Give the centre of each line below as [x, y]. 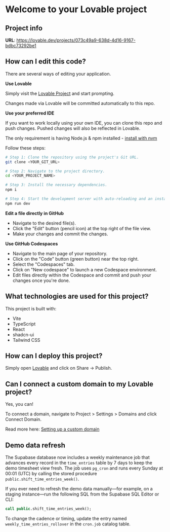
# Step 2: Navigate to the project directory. [55, 171]
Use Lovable [18, 83]
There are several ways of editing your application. [58, 74]
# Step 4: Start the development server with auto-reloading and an [79, 199]
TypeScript [24, 324]
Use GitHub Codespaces [32, 243]
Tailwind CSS [26, 340]
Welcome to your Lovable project [76, 9]
